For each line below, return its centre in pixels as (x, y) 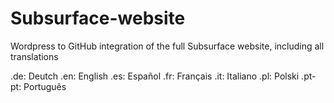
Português (45, 86)
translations (34, 56)
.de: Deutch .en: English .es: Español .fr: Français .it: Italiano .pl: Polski (155, 76)
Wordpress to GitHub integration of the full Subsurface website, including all (167, 46)
